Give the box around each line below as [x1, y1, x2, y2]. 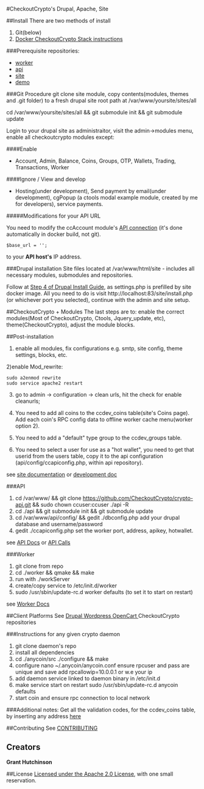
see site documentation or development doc [6, 471, 118, 478]
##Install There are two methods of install [6, 17, 111, 24]
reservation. [6, 776, 37, 784]
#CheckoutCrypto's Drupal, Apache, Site [6, 6, 108, 12]
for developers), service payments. [15, 200, 104, 207]
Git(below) [15, 29, 42, 36]
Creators [6, 742, 41, 752]
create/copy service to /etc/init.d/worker [15, 582, 118, 589]
